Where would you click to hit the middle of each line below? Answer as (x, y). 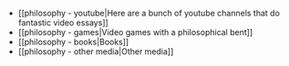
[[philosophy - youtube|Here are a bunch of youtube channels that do (149, 13)
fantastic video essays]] (63, 23)
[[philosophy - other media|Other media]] (96, 52)
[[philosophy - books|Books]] (73, 42)
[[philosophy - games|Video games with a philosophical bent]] (135, 32)
